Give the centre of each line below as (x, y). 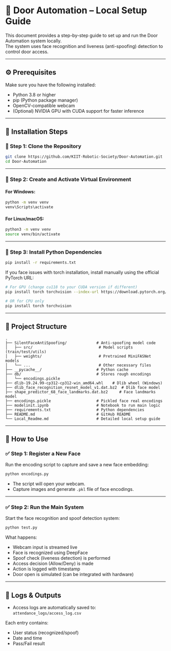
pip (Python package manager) (45, 100)
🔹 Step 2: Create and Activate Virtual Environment (68, 180)
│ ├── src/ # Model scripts (69, 347)
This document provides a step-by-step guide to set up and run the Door (81, 35)
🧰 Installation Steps (37, 132)
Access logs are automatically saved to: (54, 608)
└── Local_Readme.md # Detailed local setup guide (83, 419)
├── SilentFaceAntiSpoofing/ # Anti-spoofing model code (81, 343)
